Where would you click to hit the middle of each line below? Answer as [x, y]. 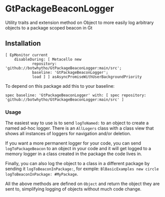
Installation [23, 44]
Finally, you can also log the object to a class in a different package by [77, 164]
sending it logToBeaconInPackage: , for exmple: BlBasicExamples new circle [82, 169]
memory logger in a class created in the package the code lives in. [74, 154]
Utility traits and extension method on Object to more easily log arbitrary [79, 22]
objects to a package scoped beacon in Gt [49, 27]
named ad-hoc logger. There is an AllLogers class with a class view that [79, 128]
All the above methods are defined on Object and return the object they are [82, 184]
